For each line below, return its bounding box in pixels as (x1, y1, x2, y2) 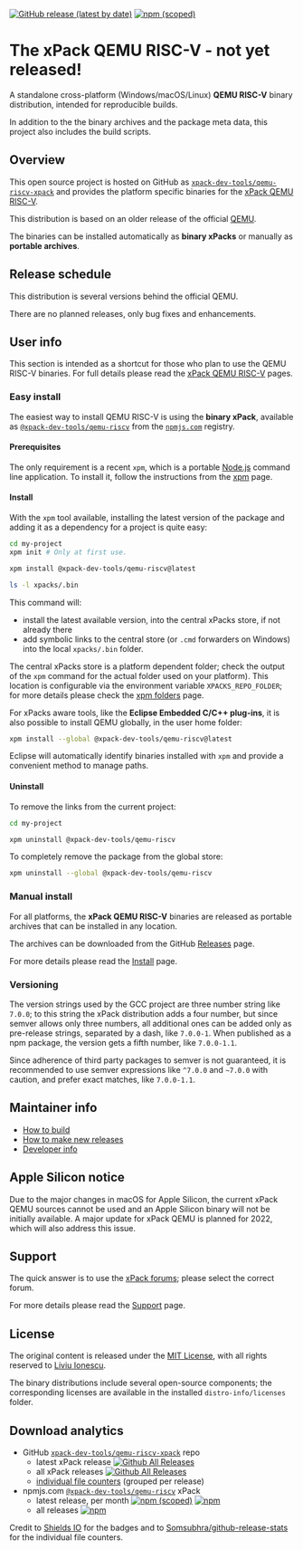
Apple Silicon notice (9, 1170, 125, 1185)
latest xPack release (35, 1456, 111, 1467)
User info (9, 334, 62, 349)
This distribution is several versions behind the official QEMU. (9, 291, 239, 301)
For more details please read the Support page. (9, 1300, 185, 1311)
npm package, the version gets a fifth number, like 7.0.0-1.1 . (9, 1037, 238, 1048)
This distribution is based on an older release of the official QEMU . (9, 213, 257, 224)
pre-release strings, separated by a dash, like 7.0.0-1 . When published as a (9, 1028, 292, 1038)
